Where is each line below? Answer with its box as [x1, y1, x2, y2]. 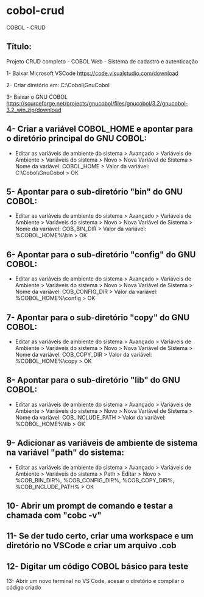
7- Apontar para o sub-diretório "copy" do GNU [6, 312, 190, 323]
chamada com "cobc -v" [6, 510, 102, 521]
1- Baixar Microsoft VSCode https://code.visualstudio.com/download [6, 70, 178, 77]
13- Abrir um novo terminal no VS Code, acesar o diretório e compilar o [6, 577, 185, 585]
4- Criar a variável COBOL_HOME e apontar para [6, 124, 193, 134]
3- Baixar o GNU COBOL [6, 93, 68, 101]
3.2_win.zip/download [6, 106, 62, 113]
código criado [6, 584, 41, 592]
